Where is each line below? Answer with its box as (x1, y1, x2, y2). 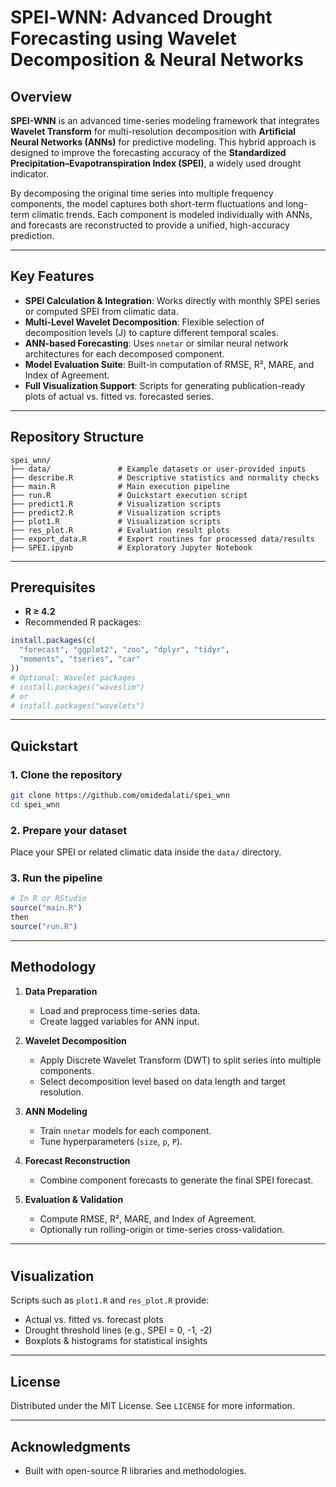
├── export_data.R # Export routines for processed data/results (10, 534, 315, 544)
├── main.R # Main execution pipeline (10, 481, 230, 491)
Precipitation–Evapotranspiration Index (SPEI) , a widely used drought (10, 157, 302, 169)
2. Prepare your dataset (10, 823, 128, 837)
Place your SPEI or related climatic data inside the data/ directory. (10, 846, 282, 858)
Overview (10, 88, 73, 105)
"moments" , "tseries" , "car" (19, 654, 141, 665)
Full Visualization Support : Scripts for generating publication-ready (24, 379, 306, 391)
